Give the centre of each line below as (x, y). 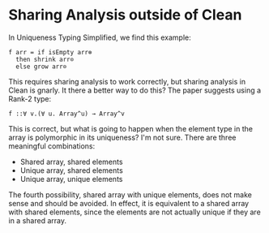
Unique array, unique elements (71, 179)
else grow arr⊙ (41, 67)
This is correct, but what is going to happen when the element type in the (131, 128)
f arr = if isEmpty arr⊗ (50, 52)
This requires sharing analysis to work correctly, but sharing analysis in (127, 81)
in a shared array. (38, 220)
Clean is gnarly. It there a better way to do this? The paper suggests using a (135, 90)
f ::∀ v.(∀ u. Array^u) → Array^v (67, 114)
